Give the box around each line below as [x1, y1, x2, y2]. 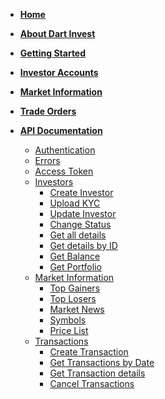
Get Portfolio [49, 261, 102, 273]
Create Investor [49, 187, 114, 198]
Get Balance [49, 250, 101, 262]
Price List [49, 325, 89, 336]
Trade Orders [19, 105, 77, 117]
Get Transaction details [49, 367, 146, 379]
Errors [34, 155, 61, 166]
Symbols [49, 314, 87, 326]
